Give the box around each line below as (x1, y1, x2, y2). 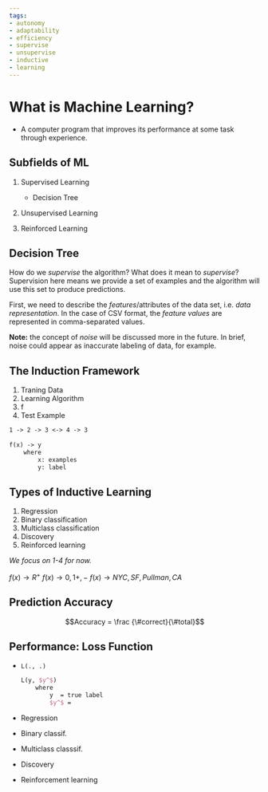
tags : (9, 11, 27, 20)
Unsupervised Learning (20, 208, 98, 218)
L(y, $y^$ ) (20, 676, 57, 684)
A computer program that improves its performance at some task (20, 124, 235, 134)
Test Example (20, 411, 66, 420)
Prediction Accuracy (9, 596, 113, 609)
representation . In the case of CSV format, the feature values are (9, 309, 223, 318)
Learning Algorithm (20, 394, 85, 404)
